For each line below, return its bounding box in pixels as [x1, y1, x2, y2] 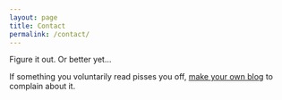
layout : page [9, 12, 58, 22]
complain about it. [9, 81, 76, 92]
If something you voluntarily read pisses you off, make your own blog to [9, 71, 273, 82]
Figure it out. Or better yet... [9, 54, 112, 65]
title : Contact [9, 21, 66, 30]
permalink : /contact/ [9, 29, 90, 38]
